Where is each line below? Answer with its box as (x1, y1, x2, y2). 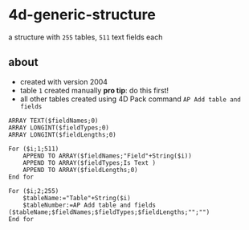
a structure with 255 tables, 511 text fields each (8, 32, 163, 42)
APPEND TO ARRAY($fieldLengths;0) (22, 166, 138, 174)
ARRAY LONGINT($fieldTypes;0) (8, 123, 110, 132)
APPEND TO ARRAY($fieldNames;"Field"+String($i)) (22, 151, 193, 160)
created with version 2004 (19, 76, 108, 86)
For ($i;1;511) (8, 145, 59, 153)
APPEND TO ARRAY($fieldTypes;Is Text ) (22, 158, 157, 166)
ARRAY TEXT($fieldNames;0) (8, 117, 99, 125)
